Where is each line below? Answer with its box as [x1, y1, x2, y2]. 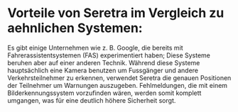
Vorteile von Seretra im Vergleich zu [7, 5, 225, 21]
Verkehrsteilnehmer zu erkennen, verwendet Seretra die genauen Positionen [7, 73, 232, 82]
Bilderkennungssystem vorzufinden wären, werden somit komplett [7, 89, 202, 97]
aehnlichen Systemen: [7, 20, 144, 36]
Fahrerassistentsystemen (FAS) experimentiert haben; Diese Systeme [7, 51, 211, 60]
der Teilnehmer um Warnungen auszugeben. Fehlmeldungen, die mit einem [7, 81, 228, 89]
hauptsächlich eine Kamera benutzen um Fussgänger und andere [7, 66, 199, 74]
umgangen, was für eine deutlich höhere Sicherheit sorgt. [7, 96, 176, 104]
